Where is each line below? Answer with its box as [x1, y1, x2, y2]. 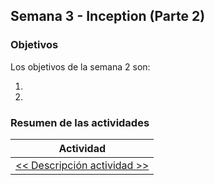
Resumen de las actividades [10, 115, 150, 129]
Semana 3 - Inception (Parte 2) [10, 8, 206, 25]
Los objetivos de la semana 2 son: [10, 60, 151, 73]
